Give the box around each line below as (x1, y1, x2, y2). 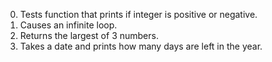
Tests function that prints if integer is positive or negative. (19, 9, 258, 20)
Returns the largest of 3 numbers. (19, 30, 159, 41)
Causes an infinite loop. (19, 19, 118, 31)
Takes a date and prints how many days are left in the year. (19, 40, 263, 52)
